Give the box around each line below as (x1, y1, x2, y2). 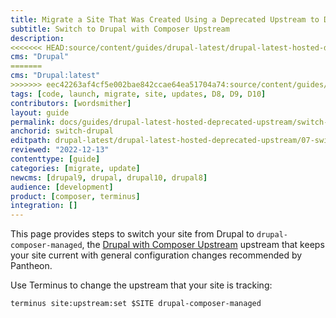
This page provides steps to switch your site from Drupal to (10, 228, 255, 240)
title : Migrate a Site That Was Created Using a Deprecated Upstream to (10, 14, 320, 25)
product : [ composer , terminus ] (10, 191, 141, 201)
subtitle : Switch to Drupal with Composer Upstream (10, 24, 230, 34)
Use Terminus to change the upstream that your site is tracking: (10, 279, 273, 291)
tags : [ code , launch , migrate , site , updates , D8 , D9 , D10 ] (10, 89, 267, 99)
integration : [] (10, 201, 78, 211)
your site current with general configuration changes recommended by (10, 249, 303, 261)
